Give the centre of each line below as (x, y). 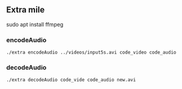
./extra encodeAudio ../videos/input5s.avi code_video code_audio (91, 53)
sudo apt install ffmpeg (35, 24)
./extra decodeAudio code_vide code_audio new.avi (71, 80)
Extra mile (26, 10)
